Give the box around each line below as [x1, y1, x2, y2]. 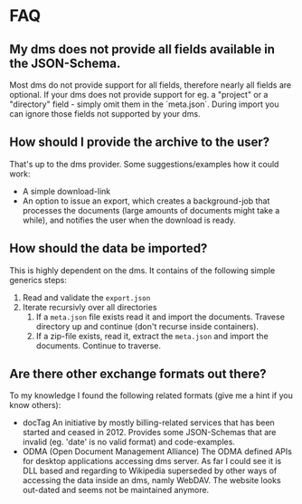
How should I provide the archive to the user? [9, 135, 270, 150]
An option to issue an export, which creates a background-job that [22, 195, 270, 206]
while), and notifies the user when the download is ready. [22, 214, 237, 225]
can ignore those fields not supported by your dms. [9, 109, 201, 119]
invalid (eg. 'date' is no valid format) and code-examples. [22, 436, 235, 448]
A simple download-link [22, 185, 111, 196]
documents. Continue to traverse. [35, 340, 161, 351]
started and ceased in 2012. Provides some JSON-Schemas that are [22, 427, 277, 438]
